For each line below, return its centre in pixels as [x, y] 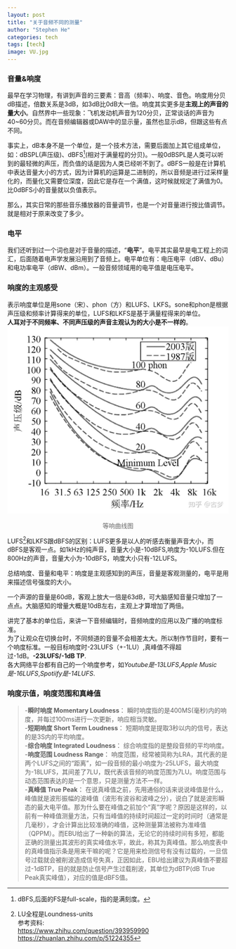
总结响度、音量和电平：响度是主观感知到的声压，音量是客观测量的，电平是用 [118, 573]
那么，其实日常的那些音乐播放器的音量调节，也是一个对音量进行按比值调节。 [118, 205]
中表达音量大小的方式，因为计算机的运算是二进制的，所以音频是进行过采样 [115, 172]
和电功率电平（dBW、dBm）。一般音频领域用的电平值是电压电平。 [103, 268]
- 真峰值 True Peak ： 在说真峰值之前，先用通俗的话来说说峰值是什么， [125, 789]
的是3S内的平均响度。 [56, 737]
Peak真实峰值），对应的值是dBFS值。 [78, 877]
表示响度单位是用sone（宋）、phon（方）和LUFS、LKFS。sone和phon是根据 [118, 304]
